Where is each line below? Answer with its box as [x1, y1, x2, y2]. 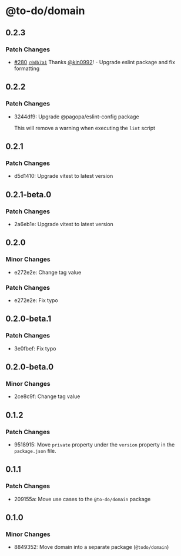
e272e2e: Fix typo [14, 296, 58, 304]
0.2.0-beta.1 [5, 314, 52, 324]
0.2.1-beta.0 [5, 190, 52, 200]
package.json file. [14, 447, 56, 454]
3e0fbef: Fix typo [14, 345, 56, 352]
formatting [14, 65, 39, 72]
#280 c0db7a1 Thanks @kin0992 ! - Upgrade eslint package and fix [14, 58, 176, 65]
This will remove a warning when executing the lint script [14, 124, 156, 131]
